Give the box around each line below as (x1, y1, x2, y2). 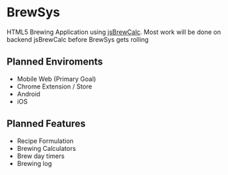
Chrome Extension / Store (16, 82, 93, 91)
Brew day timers (16, 152, 65, 160)
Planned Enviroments (6, 56, 103, 68)
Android (16, 89, 40, 98)
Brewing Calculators (16, 144, 76, 152)
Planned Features (6, 118, 86, 130)
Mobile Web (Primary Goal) (16, 74, 96, 83)
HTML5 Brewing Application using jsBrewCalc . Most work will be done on (6, 28, 221, 36)
